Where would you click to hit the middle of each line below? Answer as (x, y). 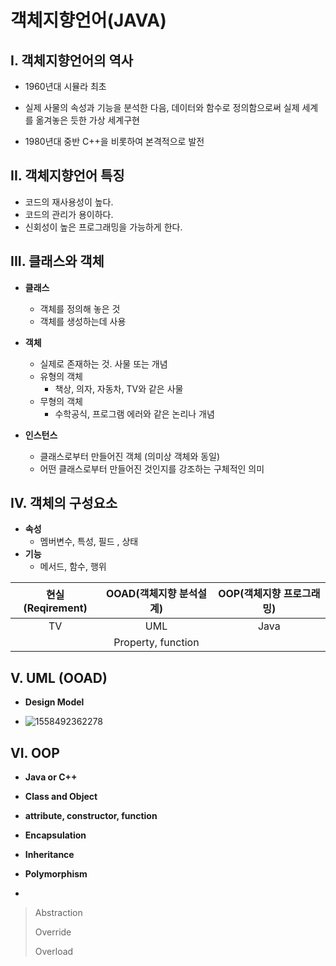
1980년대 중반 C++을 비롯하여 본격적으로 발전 (114, 141)
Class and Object (61, 797)
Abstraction (58, 913)
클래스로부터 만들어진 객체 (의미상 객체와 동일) (130, 456)
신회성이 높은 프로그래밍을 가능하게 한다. (103, 227)
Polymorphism (56, 874)
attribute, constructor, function (91, 816)
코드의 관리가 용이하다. (69, 214)
